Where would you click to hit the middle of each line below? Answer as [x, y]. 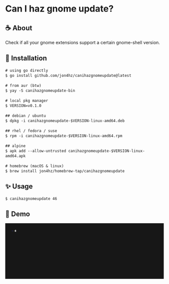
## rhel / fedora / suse [31, 131]
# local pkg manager [27, 101]
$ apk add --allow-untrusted [36, 151]
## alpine [16, 146]
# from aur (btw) [23, 85]
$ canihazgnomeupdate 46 [31, 199]
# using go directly [27, 70]
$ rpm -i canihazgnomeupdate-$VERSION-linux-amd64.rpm [64, 136]
